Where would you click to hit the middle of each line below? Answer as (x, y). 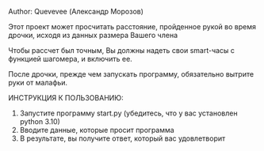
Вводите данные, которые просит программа (97, 130)
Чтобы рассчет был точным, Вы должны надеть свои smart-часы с (122, 50)
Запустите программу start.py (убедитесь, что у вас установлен (128, 113)
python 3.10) (40, 121)
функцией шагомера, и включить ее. (70, 59)
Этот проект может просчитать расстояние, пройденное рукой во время (132, 26)
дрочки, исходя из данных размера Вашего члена (93, 35)
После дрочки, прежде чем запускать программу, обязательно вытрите (131, 74)
